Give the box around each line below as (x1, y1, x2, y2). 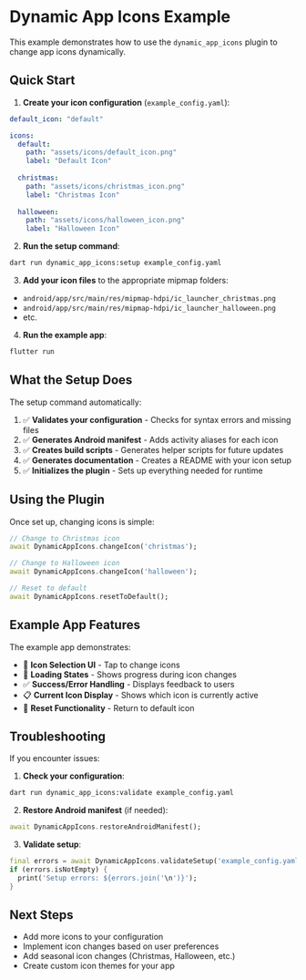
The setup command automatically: (9, 397, 142, 407)
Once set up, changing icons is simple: (9, 516, 155, 527)
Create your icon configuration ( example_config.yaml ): (22, 97, 230, 108)
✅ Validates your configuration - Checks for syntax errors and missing (22, 414, 291, 425)
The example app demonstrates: (9, 641, 131, 653)
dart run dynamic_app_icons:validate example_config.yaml (9, 789, 234, 798)
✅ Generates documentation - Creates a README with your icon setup (22, 454, 292, 466)
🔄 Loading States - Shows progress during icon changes (22, 668, 237, 680)
